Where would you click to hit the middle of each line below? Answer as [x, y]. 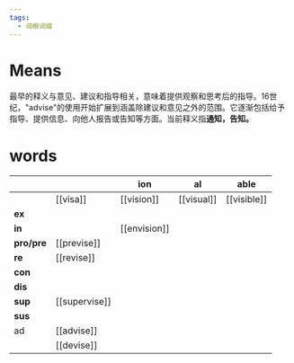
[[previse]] [78, 243]
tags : [19, 18]
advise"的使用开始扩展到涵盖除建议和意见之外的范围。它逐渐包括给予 [157, 108]
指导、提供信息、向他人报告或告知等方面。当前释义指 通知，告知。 [131, 119]
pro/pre [30, 243]
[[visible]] [247, 199]
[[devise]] [76, 345]
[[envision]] [145, 228]
